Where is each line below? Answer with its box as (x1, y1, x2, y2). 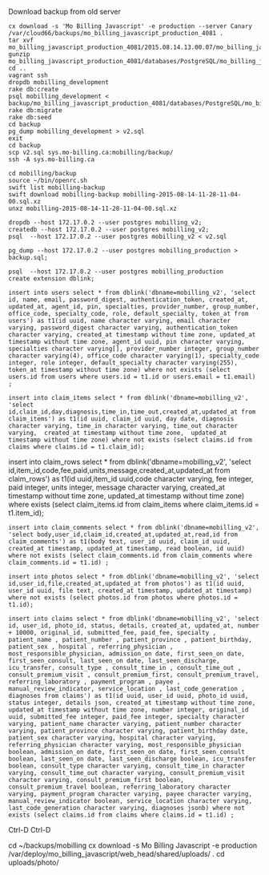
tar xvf (8, 36, 34, 44)
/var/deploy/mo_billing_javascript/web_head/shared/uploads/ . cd (8, 849, 226, 858)
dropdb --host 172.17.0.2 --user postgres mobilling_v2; (8, 219, 203, 227)
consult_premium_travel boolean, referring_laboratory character (8, 783, 231, 791)
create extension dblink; (8, 275, 94, 283)
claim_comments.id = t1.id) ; (8, 558, 110, 567)
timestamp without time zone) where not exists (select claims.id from (8, 436, 252, 444)
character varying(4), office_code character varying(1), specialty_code (8, 352, 260, 360)
